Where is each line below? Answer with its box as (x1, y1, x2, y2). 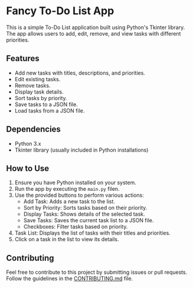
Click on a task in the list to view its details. (14, 236, 119, 243)
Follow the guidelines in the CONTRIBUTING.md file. (6, 275, 133, 282)
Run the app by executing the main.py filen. (14, 185, 120, 193)
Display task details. (14, 88, 64, 95)
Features (6, 53, 40, 63)
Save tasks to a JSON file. (14, 101, 78, 108)
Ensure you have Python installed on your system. (14, 179, 137, 186)
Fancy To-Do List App (6, 4, 115, 18)
